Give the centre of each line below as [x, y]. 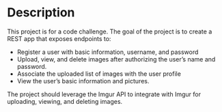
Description [41, 13]
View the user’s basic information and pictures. [83, 81]
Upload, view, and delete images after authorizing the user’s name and [116, 59]
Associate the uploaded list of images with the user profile [99, 74]
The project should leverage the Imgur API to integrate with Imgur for [104, 94]
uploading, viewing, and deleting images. [65, 101]
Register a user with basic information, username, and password [108, 52]
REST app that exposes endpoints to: [59, 38]
